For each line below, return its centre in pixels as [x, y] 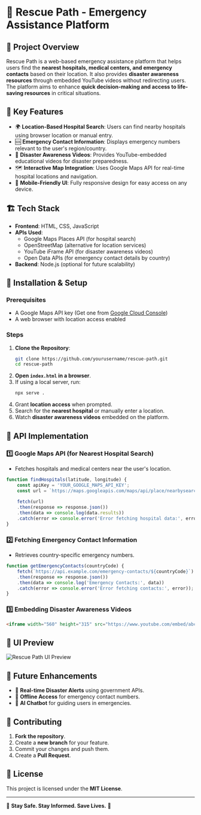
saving [15, 93]
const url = [32, 491]
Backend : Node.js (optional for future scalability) [75, 264]
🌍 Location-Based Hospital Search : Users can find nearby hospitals [100, 126]
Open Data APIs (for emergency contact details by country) [97, 258]
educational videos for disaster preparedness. [71, 161]
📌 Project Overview [43, 47]
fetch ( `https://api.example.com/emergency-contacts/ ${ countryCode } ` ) [106, 571]
